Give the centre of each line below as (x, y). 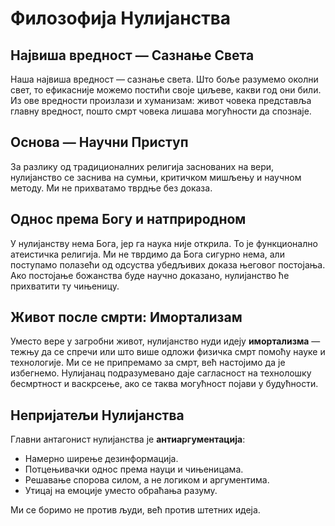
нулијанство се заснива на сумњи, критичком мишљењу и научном (156, 177)
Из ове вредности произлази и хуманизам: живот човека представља (161, 100)
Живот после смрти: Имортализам (126, 317)
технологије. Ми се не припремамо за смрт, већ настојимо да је (148, 363)
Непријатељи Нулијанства (97, 415)
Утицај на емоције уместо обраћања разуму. (121, 491)
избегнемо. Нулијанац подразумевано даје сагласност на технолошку (161, 373)
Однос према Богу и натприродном (128, 219)
